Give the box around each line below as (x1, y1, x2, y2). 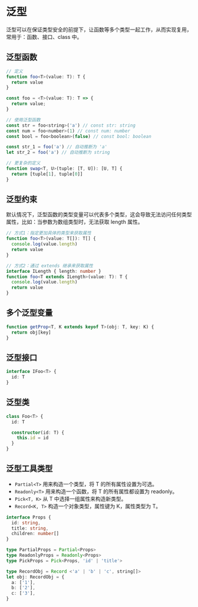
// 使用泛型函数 (6, 117, 41, 123)
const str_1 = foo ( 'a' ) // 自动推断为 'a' (6, 144, 108, 150)
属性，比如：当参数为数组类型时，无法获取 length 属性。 (6, 219, 143, 226)
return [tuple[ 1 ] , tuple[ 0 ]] (11, 171, 83, 177)
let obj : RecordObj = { (6, 574, 65, 580)
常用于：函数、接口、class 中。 (6, 33, 82, 40)
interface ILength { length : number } (6, 268, 101, 274)
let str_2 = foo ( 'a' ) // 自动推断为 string (6, 150, 110, 156)
